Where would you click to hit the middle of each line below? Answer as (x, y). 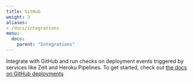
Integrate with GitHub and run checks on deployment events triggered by (95, 61)
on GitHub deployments (35, 74)
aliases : (17, 22)
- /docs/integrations (33, 28)
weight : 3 (18, 17)
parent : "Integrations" (46, 45)
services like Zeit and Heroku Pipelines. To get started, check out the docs (97, 67)
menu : (13, 34)
